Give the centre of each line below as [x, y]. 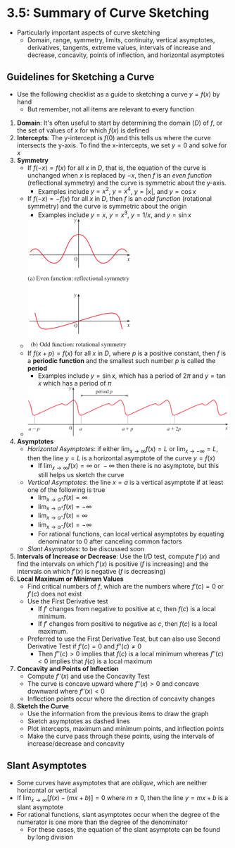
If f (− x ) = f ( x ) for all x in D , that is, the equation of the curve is [117, 168]
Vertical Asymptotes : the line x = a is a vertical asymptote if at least [125, 482]
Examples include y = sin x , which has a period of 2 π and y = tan [132, 376]
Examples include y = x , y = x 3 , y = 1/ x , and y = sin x [114, 214]
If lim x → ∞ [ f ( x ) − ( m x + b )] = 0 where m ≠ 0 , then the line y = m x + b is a [122, 798]
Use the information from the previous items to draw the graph [118, 713]
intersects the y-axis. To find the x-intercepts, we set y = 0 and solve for [122, 145]
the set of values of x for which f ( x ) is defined [83, 130]
